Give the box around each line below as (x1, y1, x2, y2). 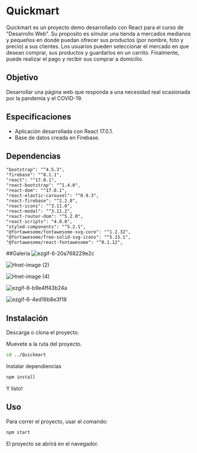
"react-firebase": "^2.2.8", (6, 198, 78, 204)
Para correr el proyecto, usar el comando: (6, 417, 108, 425)
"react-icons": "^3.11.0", (6, 203, 73, 209)
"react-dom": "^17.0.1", (6, 188, 67, 194)
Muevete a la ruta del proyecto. (6, 340, 82, 348)
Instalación (6, 313, 49, 323)
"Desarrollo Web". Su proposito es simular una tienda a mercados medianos (6, 30, 191, 37)
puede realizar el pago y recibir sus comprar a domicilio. (6, 55, 144, 62)
